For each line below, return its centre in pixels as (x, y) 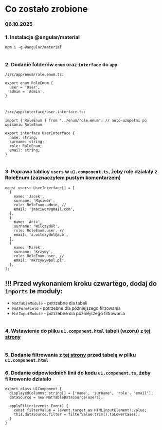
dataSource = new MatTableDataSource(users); (56, 397)
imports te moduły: (34, 291)
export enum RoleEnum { (29, 83)
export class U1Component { (34, 389)
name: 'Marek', (29, 247)
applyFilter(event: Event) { (39, 406)
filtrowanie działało (28, 379)
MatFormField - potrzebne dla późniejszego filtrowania (66, 308)
